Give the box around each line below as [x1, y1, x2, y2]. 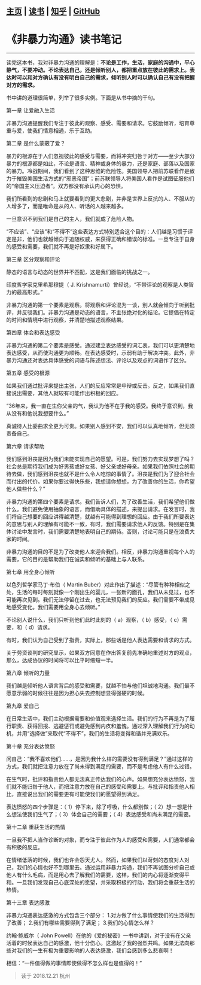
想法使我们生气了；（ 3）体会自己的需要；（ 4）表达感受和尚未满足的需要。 [11, 811, 194, 818]
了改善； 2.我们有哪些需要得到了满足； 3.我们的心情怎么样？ [6, 919, 155, 926]
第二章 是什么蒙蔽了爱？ [6, 140, 66, 147]
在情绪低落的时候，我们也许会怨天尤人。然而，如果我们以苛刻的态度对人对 [6, 856, 190, 864]
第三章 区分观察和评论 [6, 256, 60, 263]
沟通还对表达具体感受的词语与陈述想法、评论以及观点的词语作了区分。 [16, 357, 190, 364]
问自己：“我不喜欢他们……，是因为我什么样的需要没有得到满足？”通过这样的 [6, 755, 193, 762]
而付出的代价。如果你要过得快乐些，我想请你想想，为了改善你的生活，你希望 [6, 478, 195, 485]
